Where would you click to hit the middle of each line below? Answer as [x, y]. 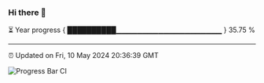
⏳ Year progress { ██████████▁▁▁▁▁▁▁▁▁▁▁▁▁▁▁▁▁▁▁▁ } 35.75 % [132, 30]
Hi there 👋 [27, 13]
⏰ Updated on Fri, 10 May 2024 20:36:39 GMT [84, 56]
